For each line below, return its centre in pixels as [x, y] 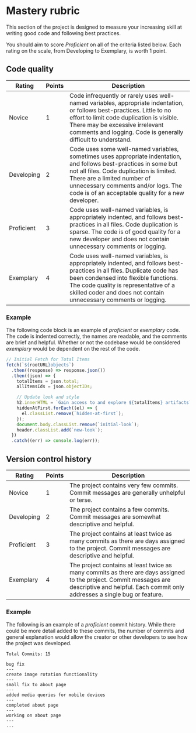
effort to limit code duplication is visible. [124, 117]
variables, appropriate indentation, [137, 102]
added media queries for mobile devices [56, 695]
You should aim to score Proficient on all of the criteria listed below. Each [94, 44]
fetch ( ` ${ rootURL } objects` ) [40, 365]
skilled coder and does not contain [117, 292]
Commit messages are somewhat [116, 516]
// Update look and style [48, 397]
